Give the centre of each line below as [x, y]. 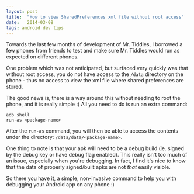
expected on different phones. [42, 57]
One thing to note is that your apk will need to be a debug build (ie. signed [95, 148]
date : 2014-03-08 [30, 22]
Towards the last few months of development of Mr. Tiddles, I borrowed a [94, 44]
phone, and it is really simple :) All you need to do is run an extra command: [97, 104]
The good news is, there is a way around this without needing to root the [93, 98]
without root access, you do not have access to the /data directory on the [95, 74]
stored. [15, 87]
